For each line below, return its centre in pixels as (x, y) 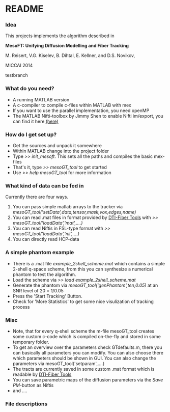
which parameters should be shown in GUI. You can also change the (84, 358)
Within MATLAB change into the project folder (61, 151)
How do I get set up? (31, 134)
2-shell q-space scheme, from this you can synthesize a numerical (83, 269)
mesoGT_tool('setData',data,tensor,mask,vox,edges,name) (74, 212)
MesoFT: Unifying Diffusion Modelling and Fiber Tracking (67, 46)
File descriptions (26, 404)
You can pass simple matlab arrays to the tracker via (68, 207)
